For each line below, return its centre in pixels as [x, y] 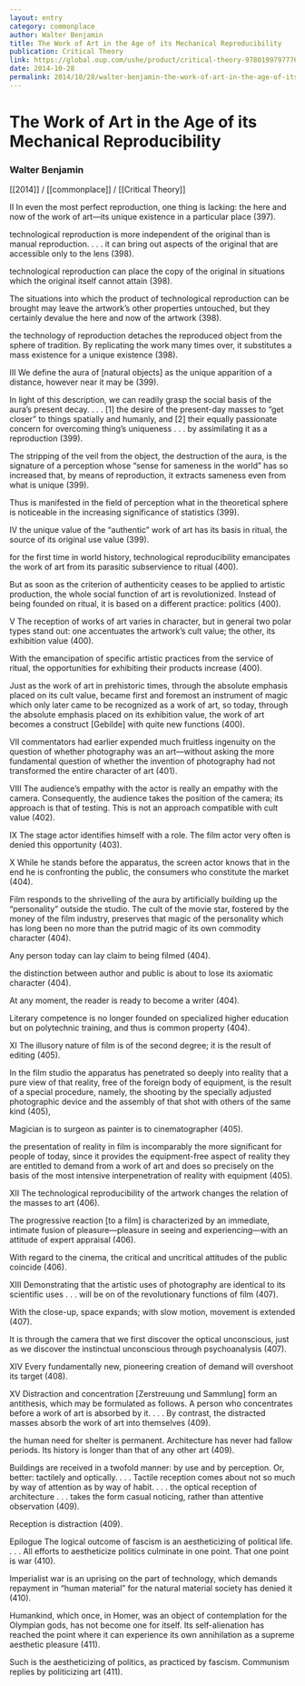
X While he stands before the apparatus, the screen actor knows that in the [150, 863]
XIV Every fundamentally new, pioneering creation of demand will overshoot [152, 1367]
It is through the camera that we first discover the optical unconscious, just [149, 1340]
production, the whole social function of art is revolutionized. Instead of [143, 594]
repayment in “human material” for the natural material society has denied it [151, 1589]
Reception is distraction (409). [66, 1524]
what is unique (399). [49, 485]
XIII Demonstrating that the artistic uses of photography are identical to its [148, 1285]
